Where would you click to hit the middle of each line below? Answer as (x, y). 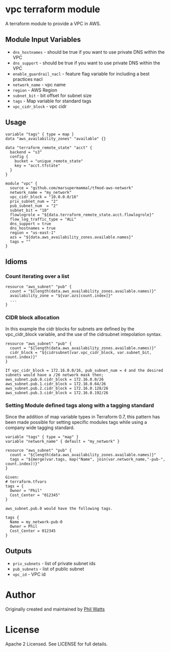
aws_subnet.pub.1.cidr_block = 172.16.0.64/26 (56, 384)
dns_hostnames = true (33, 228)
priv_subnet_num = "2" (34, 201)
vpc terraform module (53, 9)
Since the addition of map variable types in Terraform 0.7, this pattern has (83, 417)
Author (20, 595)
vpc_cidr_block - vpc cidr (40, 106)
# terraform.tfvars (26, 482)
